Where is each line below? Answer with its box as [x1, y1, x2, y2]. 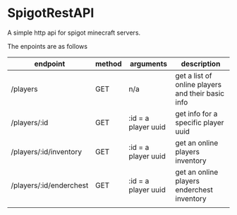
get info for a [175, 108, 218, 118]
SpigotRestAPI [7, 5, 95, 21]
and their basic [175, 88, 224, 98]
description [181, 59, 221, 69]
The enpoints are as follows [7, 42, 88, 50]
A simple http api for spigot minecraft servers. [7, 28, 141, 37]
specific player [175, 117, 224, 127]
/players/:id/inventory [11, 146, 83, 156]
